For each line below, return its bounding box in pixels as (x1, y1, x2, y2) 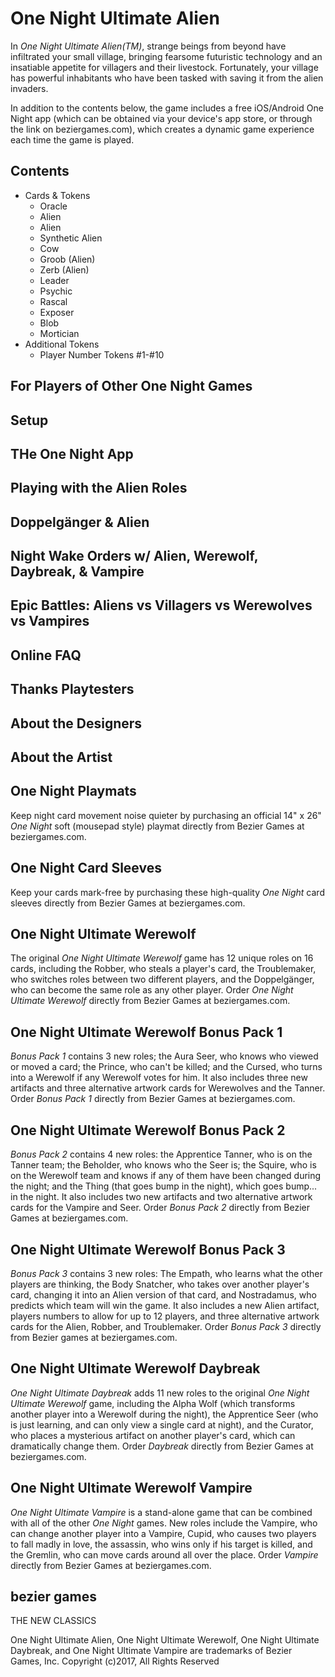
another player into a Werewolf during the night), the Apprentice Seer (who (10, 1408, 319, 1420)
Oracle (39, 200, 68, 212)
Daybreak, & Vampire (10, 563, 145, 581)
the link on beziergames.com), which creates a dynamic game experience (10, 123, 315, 135)
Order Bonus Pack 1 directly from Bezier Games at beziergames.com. (10, 1093, 296, 1105)
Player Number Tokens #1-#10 (39, 348, 165, 361)
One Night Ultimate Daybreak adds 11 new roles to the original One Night (10, 1387, 310, 1399)
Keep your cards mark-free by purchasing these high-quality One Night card (10, 886, 325, 898)
